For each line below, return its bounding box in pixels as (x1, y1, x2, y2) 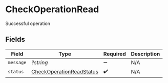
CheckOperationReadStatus (31, 68, 99, 75)
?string (31, 59, 48, 66)
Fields (5, 35, 26, 44)
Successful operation (5, 20, 50, 26)
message (8, 60, 27, 65)
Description (131, 50, 160, 57)
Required (103, 50, 127, 57)
